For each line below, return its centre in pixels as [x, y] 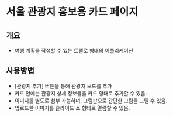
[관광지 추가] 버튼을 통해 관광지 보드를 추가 [63, 86]
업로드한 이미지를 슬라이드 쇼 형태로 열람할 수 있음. [72, 108]
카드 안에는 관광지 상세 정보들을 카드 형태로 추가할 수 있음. [81, 93]
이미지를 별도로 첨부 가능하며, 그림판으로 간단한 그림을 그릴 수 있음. [91, 101]
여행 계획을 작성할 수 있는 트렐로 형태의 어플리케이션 [74, 51]
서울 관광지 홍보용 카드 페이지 [72, 12]
